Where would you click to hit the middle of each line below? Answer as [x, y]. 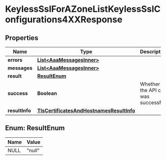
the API [148, 90]
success [18, 93]
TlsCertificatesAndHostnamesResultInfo [86, 111]
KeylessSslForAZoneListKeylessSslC [83, 9]
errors [15, 60]
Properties [22, 38]
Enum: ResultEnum [35, 128]
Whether [150, 84]
